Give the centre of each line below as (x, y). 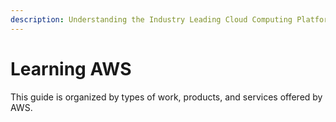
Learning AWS (71, 68)
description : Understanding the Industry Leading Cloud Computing (151, 19)
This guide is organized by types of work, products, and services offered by (166, 97)
